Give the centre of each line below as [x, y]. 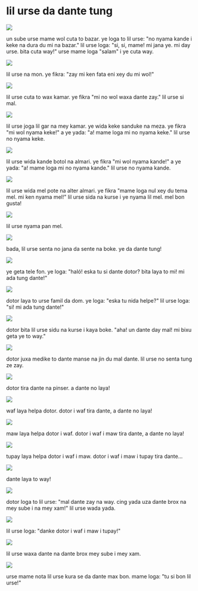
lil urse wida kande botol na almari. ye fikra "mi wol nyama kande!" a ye [94, 161]
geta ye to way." [26, 336]
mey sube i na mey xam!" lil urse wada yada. [61, 508]
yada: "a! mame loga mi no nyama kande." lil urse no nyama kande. [89, 168]
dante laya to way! [29, 479]
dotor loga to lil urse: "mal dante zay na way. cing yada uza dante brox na [96, 501]
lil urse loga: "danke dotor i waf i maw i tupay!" [64, 531]
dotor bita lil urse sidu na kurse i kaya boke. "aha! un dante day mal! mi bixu [99, 330]
